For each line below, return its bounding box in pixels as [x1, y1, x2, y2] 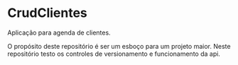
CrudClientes [7, 5, 87, 21]
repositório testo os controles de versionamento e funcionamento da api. [7, 49, 220, 58]
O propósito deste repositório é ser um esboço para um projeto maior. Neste [7, 42, 231, 50]
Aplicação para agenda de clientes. [7, 28, 112, 37]
